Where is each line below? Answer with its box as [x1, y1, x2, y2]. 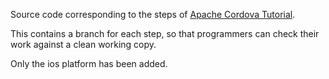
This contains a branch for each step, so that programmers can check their [10, 28, 320, 39]
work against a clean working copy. [10, 39, 157, 50]
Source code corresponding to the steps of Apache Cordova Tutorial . [10, 9, 296, 20]
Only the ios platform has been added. [10, 58, 168, 69]
